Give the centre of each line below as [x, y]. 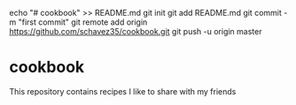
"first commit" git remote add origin [83, 22]
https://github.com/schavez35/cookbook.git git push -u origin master [136, 31]
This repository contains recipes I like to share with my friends [123, 91]
